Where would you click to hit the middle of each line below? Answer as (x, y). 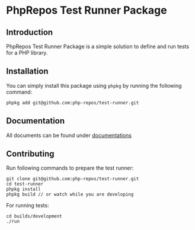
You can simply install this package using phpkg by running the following (94, 85)
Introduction (30, 32)
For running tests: (28, 206)
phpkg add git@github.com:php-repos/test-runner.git (73, 103)
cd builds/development (34, 216)
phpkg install (24, 189)
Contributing (30, 154)
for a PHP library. (27, 53)
